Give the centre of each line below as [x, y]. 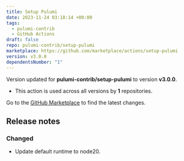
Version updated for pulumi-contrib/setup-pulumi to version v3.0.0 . [92, 79]
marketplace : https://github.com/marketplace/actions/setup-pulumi [92, 51]
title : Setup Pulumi [32, 12]
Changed [20, 138]
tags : [13, 23]
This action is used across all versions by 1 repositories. [84, 91]
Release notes [33, 121]
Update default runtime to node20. [58, 151]
